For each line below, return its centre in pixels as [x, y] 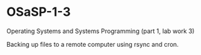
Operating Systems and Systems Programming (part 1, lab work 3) [100, 31]
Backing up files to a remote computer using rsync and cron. [93, 44]
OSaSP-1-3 [39, 12]
